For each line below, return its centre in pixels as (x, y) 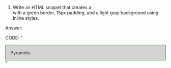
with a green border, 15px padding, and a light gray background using (85, 13)
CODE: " (14, 38)
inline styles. (26, 18)
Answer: (14, 28)
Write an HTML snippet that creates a (52, 7)
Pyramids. (21, 53)
